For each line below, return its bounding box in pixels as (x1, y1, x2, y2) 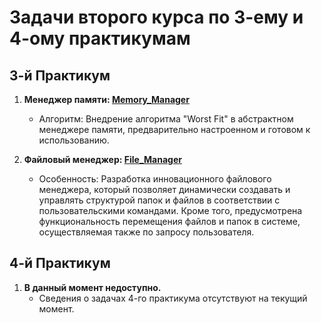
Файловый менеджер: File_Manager (23, 154, 182, 165)
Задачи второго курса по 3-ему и (9, 6, 304, 29)
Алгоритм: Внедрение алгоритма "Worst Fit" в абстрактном (38, 113, 294, 125)
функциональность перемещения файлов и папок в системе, (38, 216, 301, 227)
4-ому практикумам (9, 27, 191, 50)
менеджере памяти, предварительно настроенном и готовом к (38, 124, 311, 135)
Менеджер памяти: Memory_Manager (23, 94, 190, 105)
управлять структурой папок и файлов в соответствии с (38, 194, 281, 206)
